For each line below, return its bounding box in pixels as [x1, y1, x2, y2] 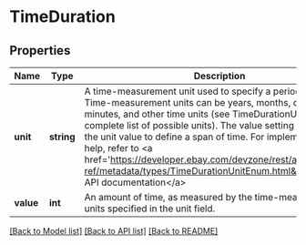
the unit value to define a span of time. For [84, 130, 265, 143]
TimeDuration [9, 6, 116, 27]
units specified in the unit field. [84, 202, 216, 215]
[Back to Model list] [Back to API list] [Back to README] [9, 226, 219, 236]
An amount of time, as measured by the [84, 191, 253, 203]
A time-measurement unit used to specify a [84, 85, 271, 97]
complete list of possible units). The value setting [84, 119, 294, 131]
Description [193, 70, 246, 82]
